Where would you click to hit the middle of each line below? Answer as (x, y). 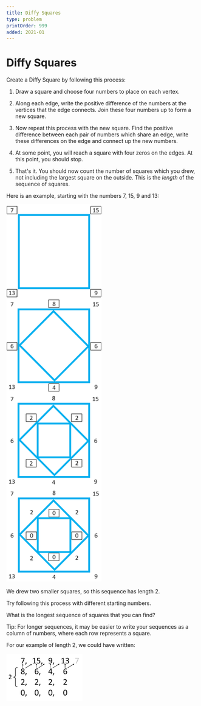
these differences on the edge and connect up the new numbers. (96, 141)
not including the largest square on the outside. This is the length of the (104, 178)
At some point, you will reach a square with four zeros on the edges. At (104, 153)
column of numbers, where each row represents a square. (79, 634)
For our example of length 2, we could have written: (71, 645)
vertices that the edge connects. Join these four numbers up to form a (103, 110)
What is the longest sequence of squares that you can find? (81, 615)
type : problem (24, 19)
